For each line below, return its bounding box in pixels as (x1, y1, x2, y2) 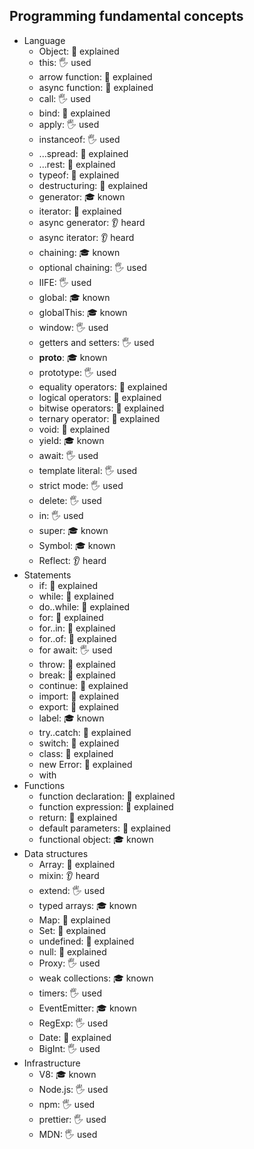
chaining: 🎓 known (38, 246, 121, 258)
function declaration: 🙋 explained (38, 790, 176, 802)
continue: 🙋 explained (38, 679, 129, 691)
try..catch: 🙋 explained (38, 726, 132, 738)
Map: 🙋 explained (38, 914, 111, 926)
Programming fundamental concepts (9, 8, 244, 25)
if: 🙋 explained (38, 579, 98, 591)
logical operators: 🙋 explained (38, 391, 162, 403)
